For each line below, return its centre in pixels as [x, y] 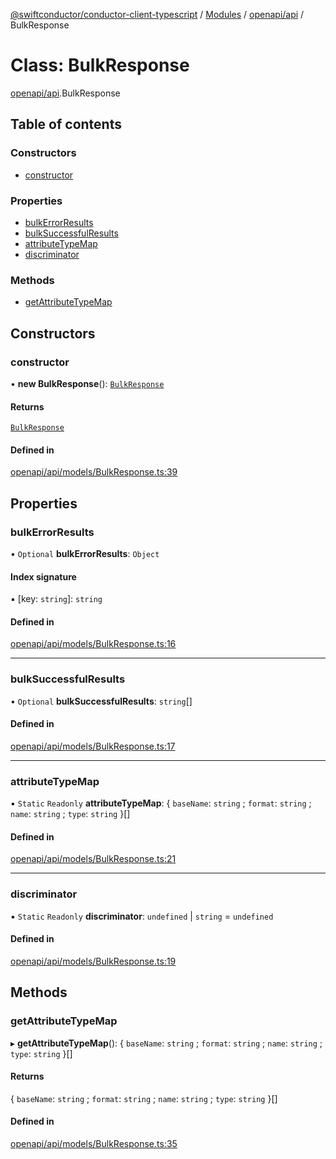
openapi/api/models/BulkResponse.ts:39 [94, 472]
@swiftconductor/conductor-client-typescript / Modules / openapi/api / [157, 14]
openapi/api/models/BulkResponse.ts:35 [94, 1143]
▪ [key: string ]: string [56, 599]
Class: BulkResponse [100, 65]
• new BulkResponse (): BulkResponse [87, 383]
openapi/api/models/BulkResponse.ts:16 [93, 644]
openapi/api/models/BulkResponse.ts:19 [93, 961]
